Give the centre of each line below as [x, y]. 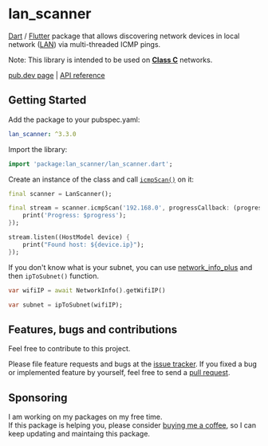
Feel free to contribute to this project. [69, 349]
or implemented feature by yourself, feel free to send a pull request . [119, 373]
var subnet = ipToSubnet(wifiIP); [66, 305]
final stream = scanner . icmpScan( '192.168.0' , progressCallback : [119, 208]
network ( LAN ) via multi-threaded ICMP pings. [85, 44]
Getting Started [47, 100]
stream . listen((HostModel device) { [69, 237]
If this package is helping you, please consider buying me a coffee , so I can [132, 425]
